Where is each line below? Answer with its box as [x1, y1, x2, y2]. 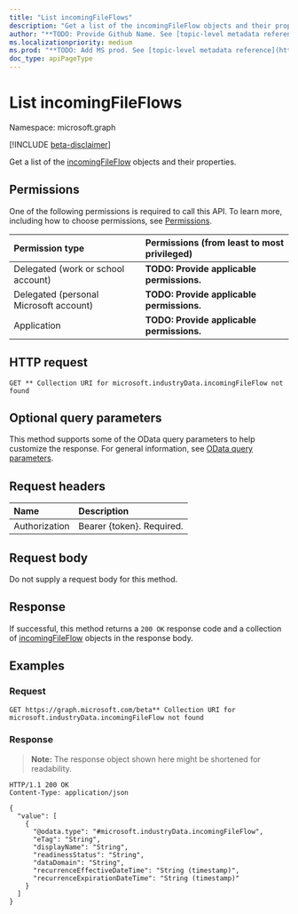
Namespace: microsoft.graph [9, 122, 116, 132]
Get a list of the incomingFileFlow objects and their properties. [9, 156, 237, 167]
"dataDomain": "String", [32, 858, 125, 867]
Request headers [9, 478, 106, 493]
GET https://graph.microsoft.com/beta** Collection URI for [9, 705, 237, 714]
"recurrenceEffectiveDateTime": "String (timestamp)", [32, 866, 240, 875]
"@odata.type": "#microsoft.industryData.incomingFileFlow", [32, 827, 264, 836]
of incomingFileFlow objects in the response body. [9, 632, 193, 643]
